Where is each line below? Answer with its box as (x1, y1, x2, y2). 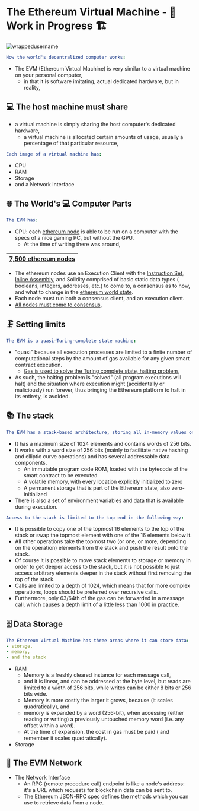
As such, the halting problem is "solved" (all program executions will (14, 373, 182, 381)
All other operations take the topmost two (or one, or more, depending (14, 538, 187, 545)
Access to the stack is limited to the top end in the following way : (6, 515, 184, 521)
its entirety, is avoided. (14, 392, 70, 400)
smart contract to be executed (23, 471, 98, 479)
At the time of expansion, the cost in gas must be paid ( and (23, 728, 170, 735)
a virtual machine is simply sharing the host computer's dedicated (14, 121, 176, 128)
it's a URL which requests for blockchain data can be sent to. (23, 786, 172, 793)
